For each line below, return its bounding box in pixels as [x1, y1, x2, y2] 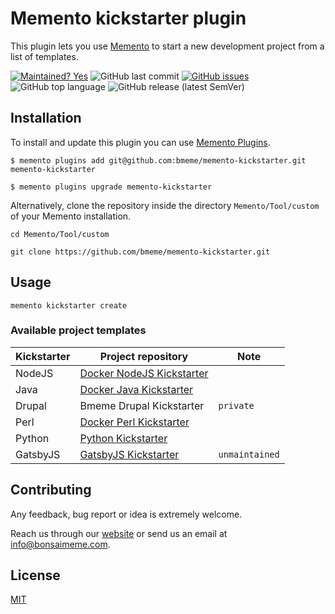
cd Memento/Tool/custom [10, 229, 110, 239]
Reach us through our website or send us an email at [10, 527, 228, 539]
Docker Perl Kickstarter [79, 415, 190, 429]
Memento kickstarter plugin [10, 7, 247, 30]
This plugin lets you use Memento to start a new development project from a [10, 40, 325, 52]
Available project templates [10, 323, 147, 337]
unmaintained [218, 448, 280, 460]
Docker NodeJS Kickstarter [79, 366, 209, 380]
